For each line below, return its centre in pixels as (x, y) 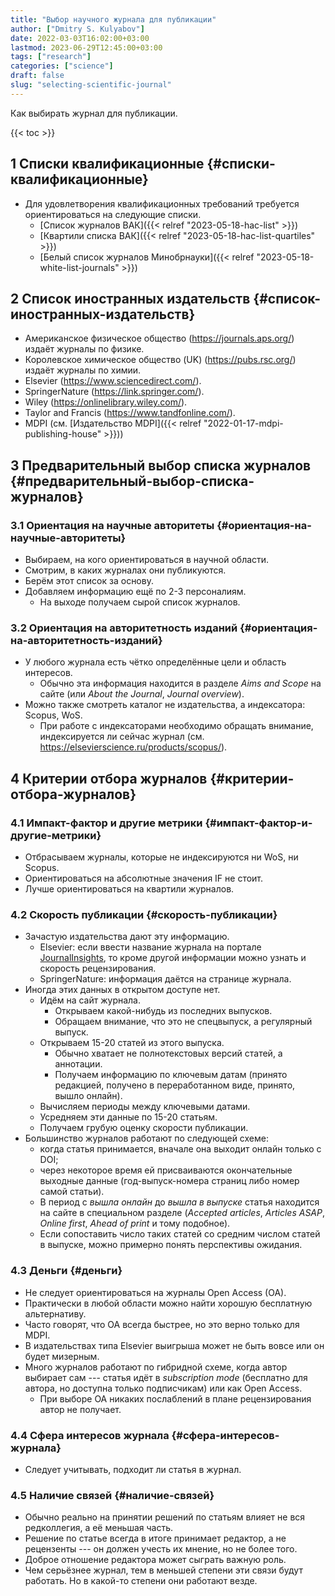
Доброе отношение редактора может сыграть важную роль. (155, 1560)
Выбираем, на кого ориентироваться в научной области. (147, 560)
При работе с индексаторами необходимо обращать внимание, (176, 726)
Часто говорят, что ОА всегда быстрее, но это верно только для (162, 1324)
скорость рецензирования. (98, 968)
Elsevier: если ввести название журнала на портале (150, 947)
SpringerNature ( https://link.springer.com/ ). (114, 392)
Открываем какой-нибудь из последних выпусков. (163, 1011)
